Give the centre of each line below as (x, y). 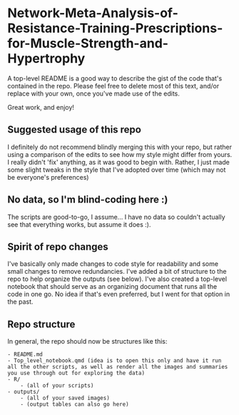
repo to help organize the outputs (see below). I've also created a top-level (117, 279)
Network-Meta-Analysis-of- (93, 13)
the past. (20, 302)
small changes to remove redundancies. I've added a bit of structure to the (117, 272)
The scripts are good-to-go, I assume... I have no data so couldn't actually (117, 217)
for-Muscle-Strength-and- (88, 43)
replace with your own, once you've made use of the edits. (94, 93)
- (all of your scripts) (57, 386)
